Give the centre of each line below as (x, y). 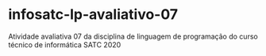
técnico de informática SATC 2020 (65, 44)
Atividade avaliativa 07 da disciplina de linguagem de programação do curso (133, 36)
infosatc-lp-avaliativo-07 (93, 15)
